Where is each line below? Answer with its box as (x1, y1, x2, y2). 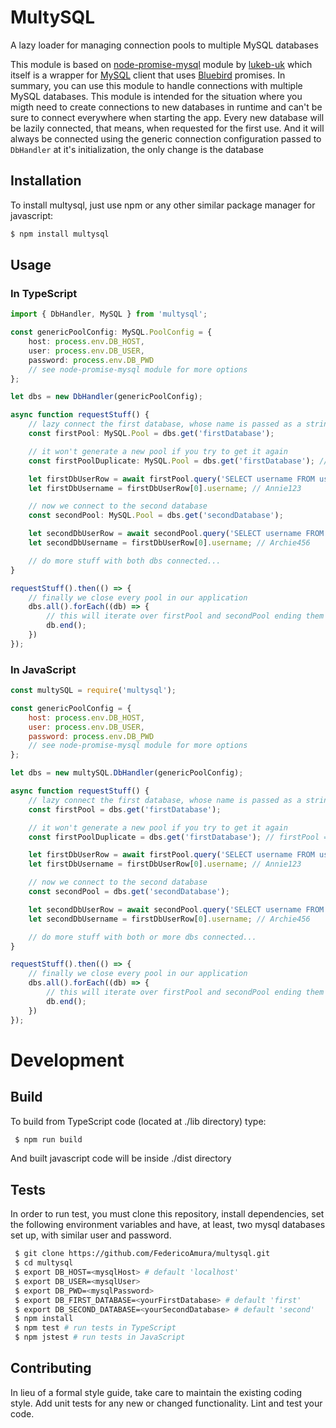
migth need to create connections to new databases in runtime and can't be (10, 101, 323, 113)
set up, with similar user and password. (10, 1229, 172, 1241)
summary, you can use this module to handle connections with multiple (10, 79, 303, 91)
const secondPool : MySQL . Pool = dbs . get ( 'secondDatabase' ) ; (28, 511, 284, 521)
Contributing (10, 1360, 92, 1377)
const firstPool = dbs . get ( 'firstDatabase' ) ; (28, 804, 222, 815)
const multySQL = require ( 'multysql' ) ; (10, 686, 177, 696)
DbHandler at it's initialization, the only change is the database (10, 143, 264, 155)
